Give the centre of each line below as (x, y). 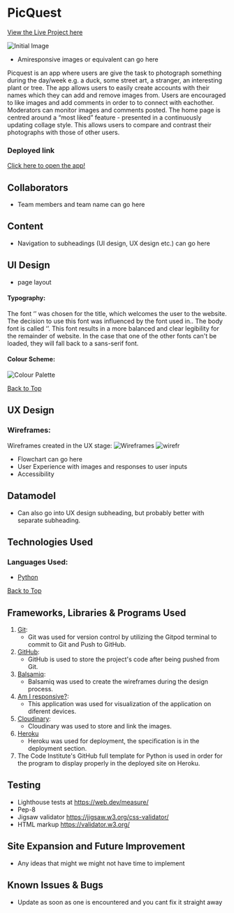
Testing (24, 785)
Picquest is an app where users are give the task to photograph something (115, 73)
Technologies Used (50, 542)
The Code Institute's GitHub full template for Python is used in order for (120, 756)
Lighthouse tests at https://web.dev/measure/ (83, 802)
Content (25, 226)
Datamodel (31, 496)
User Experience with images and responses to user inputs (102, 466)
